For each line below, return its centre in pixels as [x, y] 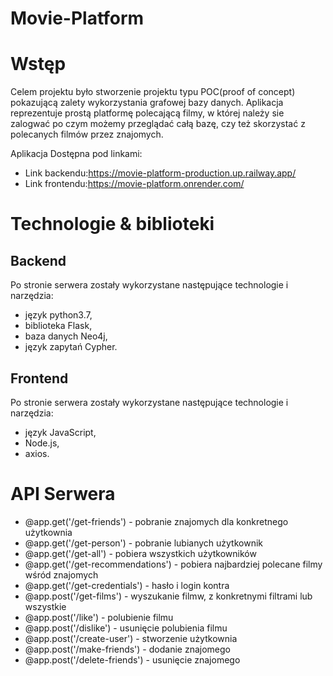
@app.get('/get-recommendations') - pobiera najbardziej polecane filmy [173, 564]
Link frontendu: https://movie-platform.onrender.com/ [134, 184]
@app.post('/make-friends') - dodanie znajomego [127, 649]
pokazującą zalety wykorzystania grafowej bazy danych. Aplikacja [147, 103]
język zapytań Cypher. [71, 347]
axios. [37, 453]
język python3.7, [58, 315]
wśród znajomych [61, 574]
